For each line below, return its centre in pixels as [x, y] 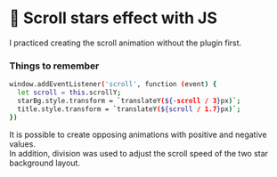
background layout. [45, 163]
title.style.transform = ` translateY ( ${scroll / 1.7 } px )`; [129, 109]
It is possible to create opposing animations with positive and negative [138, 134]
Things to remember [54, 66]
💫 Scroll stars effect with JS [114, 18]
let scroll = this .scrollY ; [69, 93]
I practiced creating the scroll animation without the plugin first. [126, 43]
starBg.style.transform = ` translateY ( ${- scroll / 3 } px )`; [129, 101]
